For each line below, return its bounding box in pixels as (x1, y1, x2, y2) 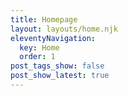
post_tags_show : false (10, 61, 105, 71)
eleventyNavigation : (10, 33, 97, 43)
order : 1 (19, 52, 56, 62)
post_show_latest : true (10, 71, 110, 81)
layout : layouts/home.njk (10, 24, 118, 34)
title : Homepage (10, 14, 78, 25)
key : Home (19, 42, 60, 53)
